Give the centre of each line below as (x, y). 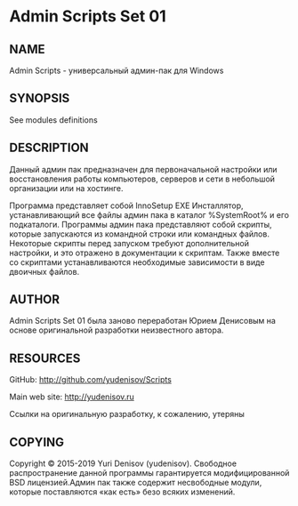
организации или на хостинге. (66, 188)
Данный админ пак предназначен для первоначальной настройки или (143, 169)
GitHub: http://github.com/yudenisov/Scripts (90, 380)
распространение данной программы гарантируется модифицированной (149, 473)
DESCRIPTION (49, 148)
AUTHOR (35, 300)
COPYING (37, 442)
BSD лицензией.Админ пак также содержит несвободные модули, (136, 483)
